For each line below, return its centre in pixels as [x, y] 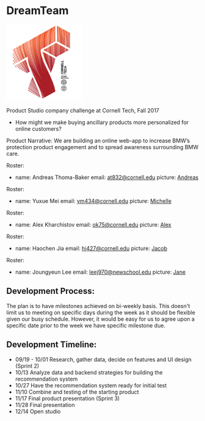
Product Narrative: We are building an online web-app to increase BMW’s [98, 141]
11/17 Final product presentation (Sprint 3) [67, 398]
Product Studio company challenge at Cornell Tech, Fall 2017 [83, 110]
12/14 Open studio [38, 411]
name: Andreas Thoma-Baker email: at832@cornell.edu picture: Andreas [107, 177]
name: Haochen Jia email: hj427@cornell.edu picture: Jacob [91, 248]
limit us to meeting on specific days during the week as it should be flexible [101, 312]
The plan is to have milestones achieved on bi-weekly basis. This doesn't [98, 306]
